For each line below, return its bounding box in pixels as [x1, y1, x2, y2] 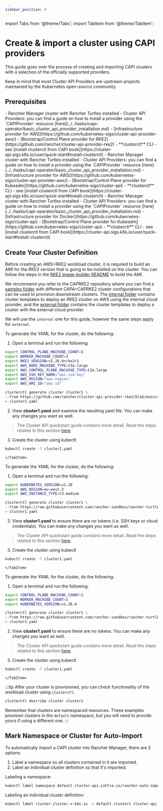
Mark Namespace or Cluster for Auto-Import [5, 732, 142, 740]
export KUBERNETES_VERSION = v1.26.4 [5, 602, 77, 607]
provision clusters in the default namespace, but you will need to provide [5, 712, 152, 718]
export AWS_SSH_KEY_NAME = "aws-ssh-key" [5, 372, 86, 377]
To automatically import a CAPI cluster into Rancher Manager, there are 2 [5, 744, 151, 750]
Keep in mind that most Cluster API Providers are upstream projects [5, 78, 140, 84]
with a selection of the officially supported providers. [5, 69, 111, 75]
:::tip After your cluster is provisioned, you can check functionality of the [5, 684, 149, 690]
